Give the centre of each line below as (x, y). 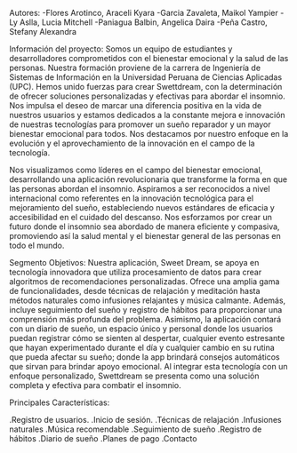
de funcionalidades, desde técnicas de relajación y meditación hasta (135, 291)
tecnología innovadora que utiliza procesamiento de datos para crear (136, 272)
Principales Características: (60, 402)
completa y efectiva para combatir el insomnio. (96, 385)
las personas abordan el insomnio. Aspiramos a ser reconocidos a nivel (140, 189)
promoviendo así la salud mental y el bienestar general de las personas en (145, 236)
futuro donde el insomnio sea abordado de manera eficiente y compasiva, (144, 226)
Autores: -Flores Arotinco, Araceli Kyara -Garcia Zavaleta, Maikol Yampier (144, 13)
